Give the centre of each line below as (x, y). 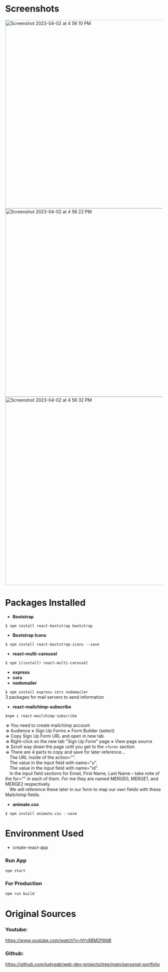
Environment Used (44, 834)
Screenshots (32, 9)
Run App (16, 860)
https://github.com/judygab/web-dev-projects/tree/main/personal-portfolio (82, 964)
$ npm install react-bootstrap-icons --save (52, 644)
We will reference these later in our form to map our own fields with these (85, 789)
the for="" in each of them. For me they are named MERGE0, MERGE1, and (82, 779)
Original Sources (41, 913)
